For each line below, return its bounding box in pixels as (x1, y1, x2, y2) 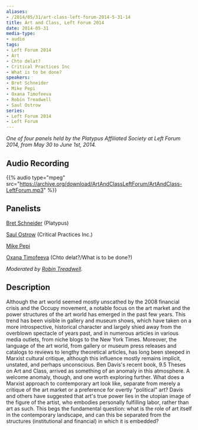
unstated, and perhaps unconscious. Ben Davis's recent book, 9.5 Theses (6, 361, 186, 368)
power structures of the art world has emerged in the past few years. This (6, 311, 186, 318)
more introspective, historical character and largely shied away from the (6, 323, 181, 330)
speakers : (6, 75, 31, 80)
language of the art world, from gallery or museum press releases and (6, 342, 177, 349)
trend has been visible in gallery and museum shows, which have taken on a (6, 317, 192, 324)
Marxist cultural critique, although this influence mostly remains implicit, (6, 354, 181, 361)
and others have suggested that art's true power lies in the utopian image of (6, 392, 191, 399)
